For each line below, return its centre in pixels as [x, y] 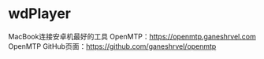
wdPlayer [40, 14]
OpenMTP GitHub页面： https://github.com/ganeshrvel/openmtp [112, 46]
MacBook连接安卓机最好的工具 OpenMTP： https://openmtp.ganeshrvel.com [132, 36]
